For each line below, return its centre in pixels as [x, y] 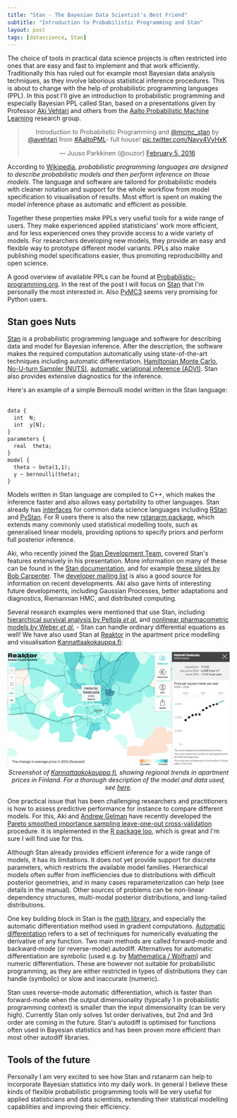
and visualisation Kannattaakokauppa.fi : [65, 642]
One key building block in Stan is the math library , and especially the [107, 919]
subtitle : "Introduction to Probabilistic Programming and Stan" [105, 22]
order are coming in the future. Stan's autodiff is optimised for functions [112, 1023]
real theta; [33, 446]
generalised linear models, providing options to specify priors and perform [115, 532]
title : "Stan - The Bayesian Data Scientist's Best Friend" [98, 15]
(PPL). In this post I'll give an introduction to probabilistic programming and [116, 96]
